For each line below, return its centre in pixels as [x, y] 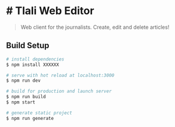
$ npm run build [26, 97]
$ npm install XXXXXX [33, 65]
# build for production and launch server [59, 91]
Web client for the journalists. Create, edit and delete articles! [95, 27]
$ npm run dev [24, 81]
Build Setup [28, 46]
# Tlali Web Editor [50, 11]
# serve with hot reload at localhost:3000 [60, 75]
